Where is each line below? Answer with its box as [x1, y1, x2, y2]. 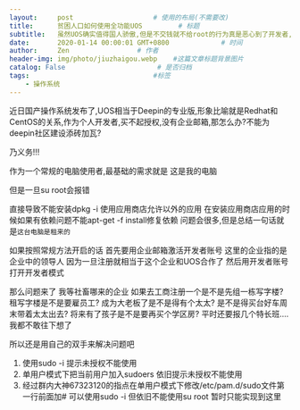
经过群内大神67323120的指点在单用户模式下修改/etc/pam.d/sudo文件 [21, 380, 277, 390]
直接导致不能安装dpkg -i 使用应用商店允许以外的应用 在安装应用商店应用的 [9, 203, 283, 214]
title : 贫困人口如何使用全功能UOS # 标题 [9, 21, 200, 30]
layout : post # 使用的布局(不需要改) [9, 13, 229, 22]
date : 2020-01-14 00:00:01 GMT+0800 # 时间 [9, 38, 243, 47]
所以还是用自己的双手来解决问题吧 [9, 339, 135, 349]
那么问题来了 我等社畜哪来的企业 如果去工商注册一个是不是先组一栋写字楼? [9, 286, 284, 297]
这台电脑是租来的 [17, 227, 71, 237]
